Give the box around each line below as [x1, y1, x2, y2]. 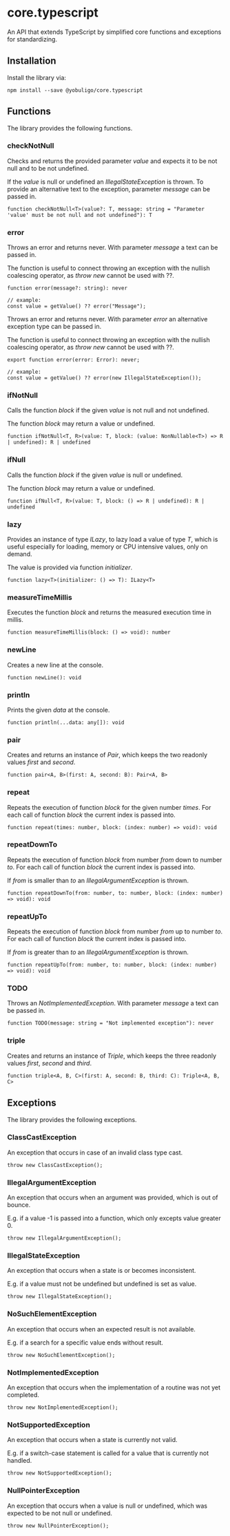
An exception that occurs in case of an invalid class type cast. [7, 1148, 183, 1157]
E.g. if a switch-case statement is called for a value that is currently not [7, 1449, 209, 1457]
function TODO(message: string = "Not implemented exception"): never [7, 1020, 214, 1027]
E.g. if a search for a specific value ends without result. [7, 1338, 164, 1347]
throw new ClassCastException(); [7, 1162, 103, 1168]
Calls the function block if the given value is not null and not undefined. [7, 406, 209, 415]
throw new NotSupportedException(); [7, 1470, 112, 1477]
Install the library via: [7, 73, 67, 82]
